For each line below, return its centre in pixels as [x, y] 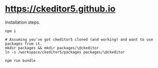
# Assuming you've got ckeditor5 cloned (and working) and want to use [79, 40]
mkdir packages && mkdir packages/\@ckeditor [52, 48]
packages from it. [24, 44]
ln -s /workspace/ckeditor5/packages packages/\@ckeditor [65, 52]
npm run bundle [20, 61]
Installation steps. [23, 22]
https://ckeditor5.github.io [60, 9]
